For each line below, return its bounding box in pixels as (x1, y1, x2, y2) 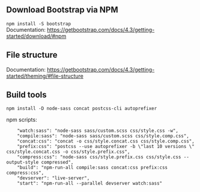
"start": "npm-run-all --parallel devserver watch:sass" (17, 181, 163, 187)
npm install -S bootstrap (6, 20, 71, 26)
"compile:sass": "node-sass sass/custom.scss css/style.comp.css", (17, 133, 189, 139)
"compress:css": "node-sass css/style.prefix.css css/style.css (17, 154, 181, 160)
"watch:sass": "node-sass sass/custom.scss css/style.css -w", (17, 128, 179, 134)
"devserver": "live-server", (17, 175, 90, 181)
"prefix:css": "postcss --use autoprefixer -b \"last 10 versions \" (17, 144, 195, 150)
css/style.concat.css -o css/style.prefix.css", (6, 149, 130, 155)
